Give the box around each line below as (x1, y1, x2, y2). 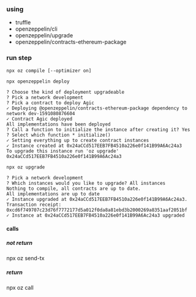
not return (6, 239, 32, 246)
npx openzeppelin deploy (6, 78, 70, 85)
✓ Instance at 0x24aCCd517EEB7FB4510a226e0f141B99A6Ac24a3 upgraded (6, 212, 185, 219)
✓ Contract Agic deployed (6, 116, 72, 122)
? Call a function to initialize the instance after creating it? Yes (6, 126, 190, 133)
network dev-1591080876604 (6, 110, 75, 116)
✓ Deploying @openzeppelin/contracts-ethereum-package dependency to (6, 105, 188, 111)
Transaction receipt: (6, 201, 62, 208)
